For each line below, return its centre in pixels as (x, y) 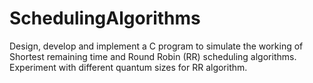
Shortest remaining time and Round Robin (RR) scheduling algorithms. (153, 56)
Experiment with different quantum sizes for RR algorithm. (128, 67)
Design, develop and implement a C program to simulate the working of (156, 46)
